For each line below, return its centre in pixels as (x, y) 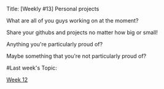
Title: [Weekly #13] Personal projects (53, 9)
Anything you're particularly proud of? (55, 44)
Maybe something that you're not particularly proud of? (76, 56)
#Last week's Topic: (32, 68)
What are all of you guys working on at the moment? (72, 20)
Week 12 (17, 80)
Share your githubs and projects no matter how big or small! (82, 32)
